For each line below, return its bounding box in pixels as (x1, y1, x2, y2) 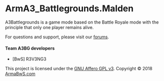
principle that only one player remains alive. (5, 24, 94, 30)
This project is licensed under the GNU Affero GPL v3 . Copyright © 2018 (5, 66, 153, 72)
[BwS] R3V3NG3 (12, 56, 47, 62)
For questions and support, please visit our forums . (5, 34, 110, 40)
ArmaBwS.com (5, 71, 36, 77)
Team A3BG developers (5, 45, 55, 51)
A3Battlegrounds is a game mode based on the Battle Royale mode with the (5, 19, 159, 25)
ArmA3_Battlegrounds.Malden (5, 3, 134, 14)
